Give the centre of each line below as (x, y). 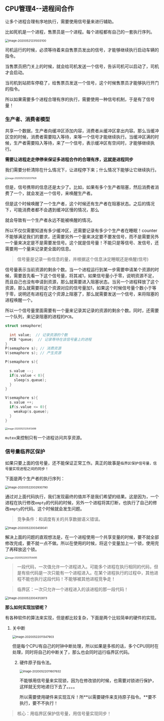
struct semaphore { (24, 326)
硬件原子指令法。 (37, 662)
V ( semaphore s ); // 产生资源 (33, 353)
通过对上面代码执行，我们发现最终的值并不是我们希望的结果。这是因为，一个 (82, 496)
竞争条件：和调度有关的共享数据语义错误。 (60, 519)
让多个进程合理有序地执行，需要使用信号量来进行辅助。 (61, 21)
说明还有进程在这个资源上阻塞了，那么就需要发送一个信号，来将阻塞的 (88, 294)
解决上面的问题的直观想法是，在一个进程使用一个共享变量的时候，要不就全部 (82, 537)
